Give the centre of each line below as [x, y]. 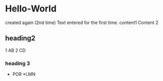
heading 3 [18, 63]
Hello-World [31, 9]
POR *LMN [24, 74]
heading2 [20, 38]
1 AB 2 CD [15, 50]
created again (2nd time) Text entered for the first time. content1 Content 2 [82, 22]
